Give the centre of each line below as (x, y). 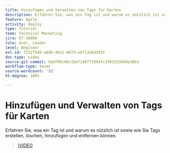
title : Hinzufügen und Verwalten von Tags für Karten (63, 10)
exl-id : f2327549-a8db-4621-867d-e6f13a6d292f (55, 52)
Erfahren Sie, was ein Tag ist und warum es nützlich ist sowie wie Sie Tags (83, 130)
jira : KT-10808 (21, 39)
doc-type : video (22, 57)
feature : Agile (21, 19)
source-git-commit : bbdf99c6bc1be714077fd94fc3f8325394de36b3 (72, 62)
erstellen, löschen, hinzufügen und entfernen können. (61, 135)
